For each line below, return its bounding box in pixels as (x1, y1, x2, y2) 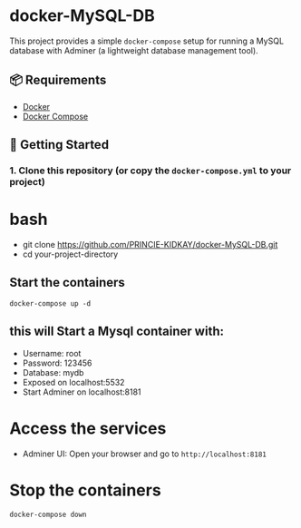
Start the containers (9, 275, 125, 290)
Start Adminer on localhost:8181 (22, 386, 141, 397)
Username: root (22, 347, 82, 358)
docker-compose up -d (9, 298, 92, 308)
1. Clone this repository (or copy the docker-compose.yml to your (9, 164, 292, 177)
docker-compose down (9, 510, 88, 519)
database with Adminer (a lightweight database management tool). (9, 44, 258, 55)
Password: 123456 (22, 357, 92, 368)
